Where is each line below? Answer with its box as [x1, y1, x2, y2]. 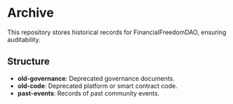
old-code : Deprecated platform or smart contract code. [17, 82, 178, 90]
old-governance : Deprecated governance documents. [17, 74, 175, 82]
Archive [7, 5, 55, 21]
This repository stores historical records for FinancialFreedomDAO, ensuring [7, 28, 227, 36]
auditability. [7, 35, 41, 43]
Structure [7, 56, 50, 68]
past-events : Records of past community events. [17, 89, 160, 97]
